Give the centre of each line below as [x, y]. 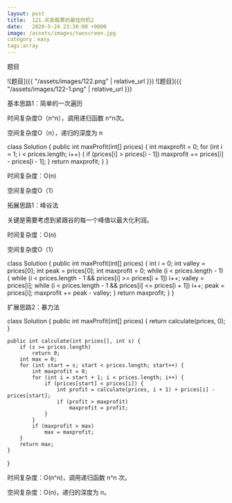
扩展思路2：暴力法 [34, 307]
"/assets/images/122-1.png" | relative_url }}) [70, 89]
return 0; [46, 353]
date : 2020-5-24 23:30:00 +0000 [57, 26]
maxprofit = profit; [99, 408]
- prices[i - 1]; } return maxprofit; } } [58, 161]
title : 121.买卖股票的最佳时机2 [51, 20]
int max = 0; [38, 359]
